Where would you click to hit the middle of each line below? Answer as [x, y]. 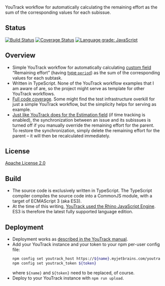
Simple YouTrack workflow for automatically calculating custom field [82, 67]
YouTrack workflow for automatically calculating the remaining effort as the [81, 7]
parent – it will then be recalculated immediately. [61, 136]
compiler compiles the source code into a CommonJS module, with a [82, 196]
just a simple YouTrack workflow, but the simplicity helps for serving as [84, 104]
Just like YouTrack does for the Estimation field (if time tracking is [79, 115]
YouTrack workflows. [33, 94]
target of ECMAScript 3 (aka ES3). [47, 201]
